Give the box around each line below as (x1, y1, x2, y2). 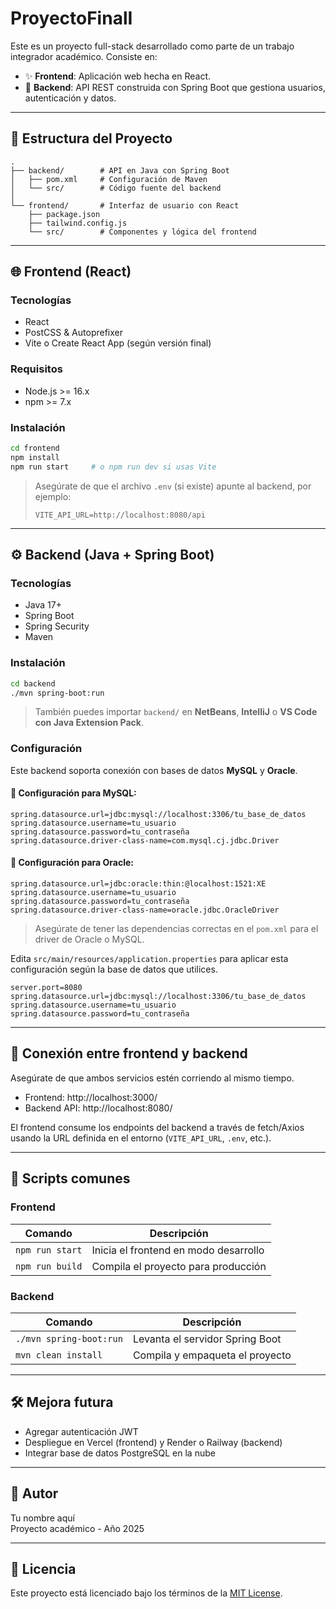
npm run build (15, 1260, 83, 1272)
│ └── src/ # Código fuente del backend (10, 183, 222, 193)
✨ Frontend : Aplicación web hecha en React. (24, 70, 212, 82)
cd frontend (10, 443, 60, 454)
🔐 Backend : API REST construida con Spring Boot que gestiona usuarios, (24, 81, 326, 93)
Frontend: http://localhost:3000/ (24, 1091, 158, 1103)
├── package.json (28, 209, 101, 219)
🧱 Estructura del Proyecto (10, 130, 173, 147)
